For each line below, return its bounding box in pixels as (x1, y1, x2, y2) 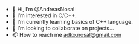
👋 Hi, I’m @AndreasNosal (11, 6, 75, 12)
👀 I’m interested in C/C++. (11, 12, 77, 19)
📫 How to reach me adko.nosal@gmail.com (11, 32, 122, 38)
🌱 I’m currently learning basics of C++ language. (11, 18, 133, 25)
